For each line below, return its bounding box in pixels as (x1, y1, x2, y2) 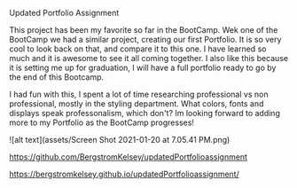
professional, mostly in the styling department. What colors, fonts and (9, 98, 264, 109)
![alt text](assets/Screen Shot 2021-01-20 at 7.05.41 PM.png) (9, 135, 231, 145)
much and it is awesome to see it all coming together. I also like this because (9, 53, 289, 63)
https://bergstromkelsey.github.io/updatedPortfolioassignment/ (9, 168, 239, 179)
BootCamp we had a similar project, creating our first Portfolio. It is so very (9, 35, 282, 44)
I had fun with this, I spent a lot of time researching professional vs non (9, 89, 269, 99)
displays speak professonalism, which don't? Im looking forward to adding (9, 108, 281, 118)
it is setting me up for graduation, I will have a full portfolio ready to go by (9, 62, 277, 73)
